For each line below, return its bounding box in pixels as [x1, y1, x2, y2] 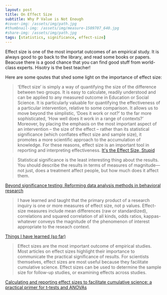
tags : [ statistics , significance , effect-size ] [5, 35, 106, 40]
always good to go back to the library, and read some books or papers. [5, 54, 151, 60]
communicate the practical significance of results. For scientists [17, 253, 149, 259]
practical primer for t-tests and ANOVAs [5, 284, 87, 290]
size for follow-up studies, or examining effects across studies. [17, 269, 147, 275]
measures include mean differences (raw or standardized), [27, 207, 148, 214]
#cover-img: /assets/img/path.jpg [5, 21, 77, 26]
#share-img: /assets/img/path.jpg [5, 30, 77, 35]
